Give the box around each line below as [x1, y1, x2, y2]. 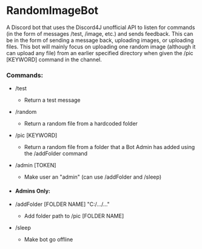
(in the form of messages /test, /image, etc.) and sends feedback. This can [6, 30, 194, 37]
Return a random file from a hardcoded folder [24, 120, 138, 127]
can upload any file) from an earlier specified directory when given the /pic [6, 49, 194, 56]
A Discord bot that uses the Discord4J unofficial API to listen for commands [6, 24, 195, 31]
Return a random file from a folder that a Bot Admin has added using [24, 144, 195, 151]
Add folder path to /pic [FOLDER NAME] [24, 213, 124, 220]
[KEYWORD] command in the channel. [6, 56, 102, 63]
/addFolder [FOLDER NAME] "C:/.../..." [15, 201, 110, 208]
